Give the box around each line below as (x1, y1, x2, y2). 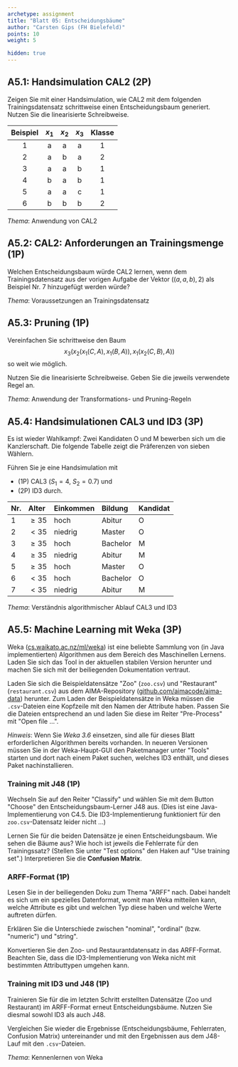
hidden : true (7, 50, 46, 57)
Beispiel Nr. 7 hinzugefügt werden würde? (7, 282, 130, 291)
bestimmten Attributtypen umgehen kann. (7, 961, 129, 969)
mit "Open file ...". (7, 717, 59, 725)
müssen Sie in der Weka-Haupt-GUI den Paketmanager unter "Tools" (7, 746, 210, 754)
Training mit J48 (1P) (7, 779, 80, 788)
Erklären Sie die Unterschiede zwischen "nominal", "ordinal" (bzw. (7, 925, 201, 933)
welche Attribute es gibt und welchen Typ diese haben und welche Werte (7, 903, 222, 912)
